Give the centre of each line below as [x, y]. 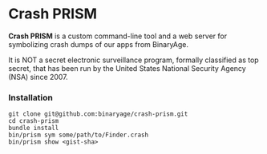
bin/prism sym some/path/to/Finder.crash [79, 135]
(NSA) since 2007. [38, 77]
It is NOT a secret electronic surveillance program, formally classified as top [133, 60]
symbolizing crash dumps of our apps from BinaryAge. [99, 44]
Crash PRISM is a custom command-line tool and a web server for [117, 36]
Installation [31, 97]
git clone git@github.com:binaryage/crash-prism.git [98, 114]
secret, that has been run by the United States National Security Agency [127, 68]
